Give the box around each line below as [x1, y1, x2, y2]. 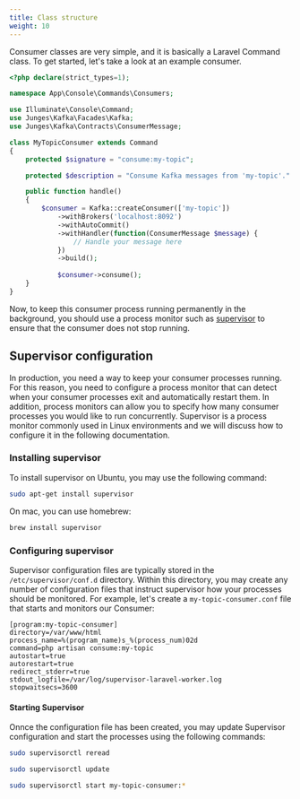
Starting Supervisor [9, 701, 85, 713]
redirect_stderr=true [9, 667, 90, 676]
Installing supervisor [9, 452, 101, 465]
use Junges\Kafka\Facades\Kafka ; [9, 114, 134, 123]
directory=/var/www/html [9, 628, 102, 637]
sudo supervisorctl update [9, 764, 110, 774]
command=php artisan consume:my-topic [9, 643, 154, 653]
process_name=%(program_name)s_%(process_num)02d [9, 636, 199, 645]
